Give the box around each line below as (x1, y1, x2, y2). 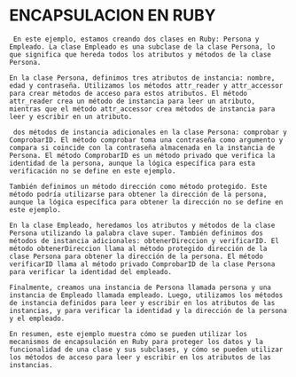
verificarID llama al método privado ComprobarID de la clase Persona (9, 259, 276, 269)
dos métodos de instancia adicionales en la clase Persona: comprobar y (12, 128, 288, 137)
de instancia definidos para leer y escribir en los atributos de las (9, 298, 276, 307)
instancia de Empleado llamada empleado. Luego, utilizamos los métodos (9, 290, 284, 300)
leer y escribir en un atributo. (9, 112, 133, 121)
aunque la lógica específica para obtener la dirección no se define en (9, 197, 284, 207)
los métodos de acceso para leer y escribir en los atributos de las (9, 352, 272, 362)
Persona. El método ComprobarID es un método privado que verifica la (9, 151, 276, 160)
